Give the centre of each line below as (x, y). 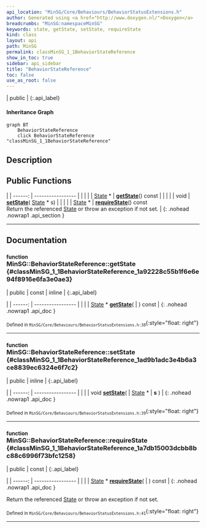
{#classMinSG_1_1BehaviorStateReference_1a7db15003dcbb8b (102, 448)
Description (29, 160)
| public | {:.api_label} (33, 98)
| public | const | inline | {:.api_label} (51, 293)
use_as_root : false (31, 80)
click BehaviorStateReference (56, 136)
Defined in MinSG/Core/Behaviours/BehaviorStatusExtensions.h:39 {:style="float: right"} (103, 412)
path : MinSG (21, 47)
